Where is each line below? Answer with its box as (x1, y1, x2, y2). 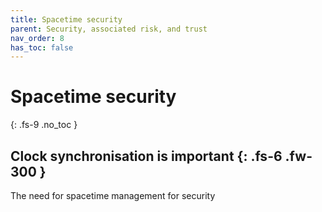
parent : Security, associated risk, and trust (10, 24, 208, 34)
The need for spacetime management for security (10, 190, 216, 201)
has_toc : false (10, 42, 74, 53)
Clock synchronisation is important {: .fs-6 (10, 147, 283, 165)
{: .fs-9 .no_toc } (10, 119, 78, 131)
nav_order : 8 (10, 33, 65, 43)
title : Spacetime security (10, 14, 123, 25)
